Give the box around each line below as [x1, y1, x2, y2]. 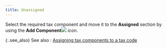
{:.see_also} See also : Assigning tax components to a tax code [5, 37, 137, 43]
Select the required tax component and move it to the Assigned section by [5, 21, 162, 27]
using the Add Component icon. [5, 27, 78, 33]
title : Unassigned [5, 7, 44, 13]
